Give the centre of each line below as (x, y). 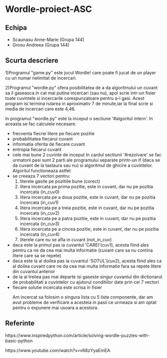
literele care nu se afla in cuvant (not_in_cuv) (66, 239)
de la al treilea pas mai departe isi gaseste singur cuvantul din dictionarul (87, 277)
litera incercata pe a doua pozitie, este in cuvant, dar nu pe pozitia (87, 197)
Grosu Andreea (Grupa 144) (41, 45)
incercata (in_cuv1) (39, 202)
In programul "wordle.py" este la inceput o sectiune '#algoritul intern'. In (79, 118)
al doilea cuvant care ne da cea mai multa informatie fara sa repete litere (87, 266)
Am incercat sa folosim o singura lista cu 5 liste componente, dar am (83, 297)
